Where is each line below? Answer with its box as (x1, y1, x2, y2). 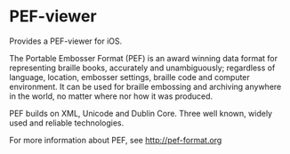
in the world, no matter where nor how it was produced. (9, 91, 213, 101)
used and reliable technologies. (9, 118, 125, 128)
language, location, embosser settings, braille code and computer (9, 71, 251, 82)
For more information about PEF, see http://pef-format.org (9, 134, 222, 145)
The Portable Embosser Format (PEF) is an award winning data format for (9, 53, 278, 63)
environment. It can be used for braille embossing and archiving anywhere (9, 81, 282, 92)
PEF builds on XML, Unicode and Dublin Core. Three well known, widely (9, 108, 273, 118)
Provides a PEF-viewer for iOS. (9, 36, 123, 46)
